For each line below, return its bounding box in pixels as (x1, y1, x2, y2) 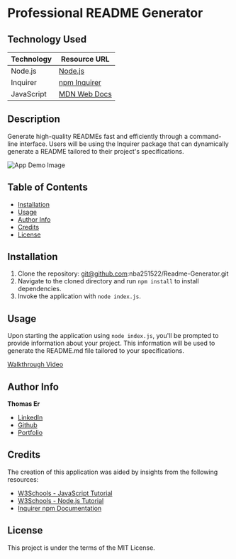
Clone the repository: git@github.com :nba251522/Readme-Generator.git (17, 269, 229, 278)
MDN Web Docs (59, 89, 112, 98)
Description (7, 113, 60, 125)
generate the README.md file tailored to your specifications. (7, 346, 184, 355)
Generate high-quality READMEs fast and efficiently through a (7, 132, 189, 140)
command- (189, 132, 222, 140)
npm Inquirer (59, 78, 101, 87)
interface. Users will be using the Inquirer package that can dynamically (19, 140, 229, 148)
